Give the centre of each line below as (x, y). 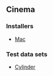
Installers (20, 26)
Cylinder (25, 67)
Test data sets (27, 54)
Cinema (21, 10)
